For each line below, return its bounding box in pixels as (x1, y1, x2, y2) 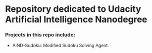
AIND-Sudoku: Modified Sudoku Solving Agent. (12, 43, 109, 49)
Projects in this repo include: (5, 31, 76, 38)
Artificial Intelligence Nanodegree (5, 14, 148, 25)
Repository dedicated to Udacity (5, 3, 141, 15)
